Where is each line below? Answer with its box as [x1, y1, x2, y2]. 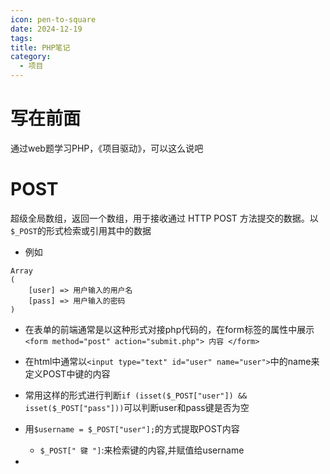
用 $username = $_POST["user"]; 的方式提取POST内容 [24, 422, 240, 435]
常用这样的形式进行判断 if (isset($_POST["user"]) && [24, 389, 248, 401]
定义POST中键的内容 [24, 367, 111, 380]
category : [10, 52, 52, 62]
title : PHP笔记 [10, 42, 71, 53]
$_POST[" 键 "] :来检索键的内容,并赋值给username [39, 444, 245, 456]
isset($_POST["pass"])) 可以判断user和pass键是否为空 [24, 401, 250, 413]
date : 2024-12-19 [10, 24, 83, 34]
